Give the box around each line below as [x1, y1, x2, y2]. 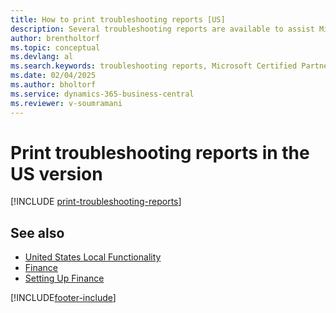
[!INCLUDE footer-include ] [10, 292, 117, 304]
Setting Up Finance [24, 272, 105, 285]
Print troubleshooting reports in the [10, 141, 310, 164]
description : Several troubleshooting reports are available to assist [10, 24, 315, 34]
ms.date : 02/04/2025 [10, 71, 97, 81]
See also [10, 224, 65, 241]
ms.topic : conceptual [10, 42, 101, 53]
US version [10, 162, 103, 185]
